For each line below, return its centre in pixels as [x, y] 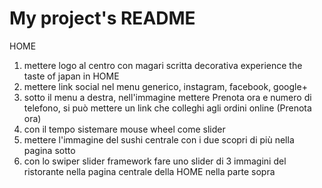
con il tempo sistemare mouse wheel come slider [124, 129]
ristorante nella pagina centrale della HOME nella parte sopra [149, 171]
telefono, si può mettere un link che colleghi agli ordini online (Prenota [167, 108]
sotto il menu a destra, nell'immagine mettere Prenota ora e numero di [167, 97]
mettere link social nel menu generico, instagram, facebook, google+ [165, 86]
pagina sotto [49, 150]
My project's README [102, 18]
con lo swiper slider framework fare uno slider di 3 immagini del [155, 161]
